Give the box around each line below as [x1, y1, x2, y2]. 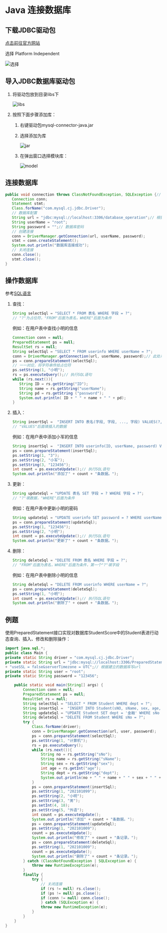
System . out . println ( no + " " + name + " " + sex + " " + [40, 775, 162, 780]
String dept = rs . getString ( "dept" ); [40, 770, 119, 775]
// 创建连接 [11, 229, 34, 234]
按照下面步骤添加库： [12, 111, 56, 117]
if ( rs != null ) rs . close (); [40, 886, 101, 891]
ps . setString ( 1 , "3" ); [12, 453, 60, 458]
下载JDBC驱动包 [5, 26, 56, 34]
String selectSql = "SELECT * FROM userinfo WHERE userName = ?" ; [12, 349, 153, 354]
